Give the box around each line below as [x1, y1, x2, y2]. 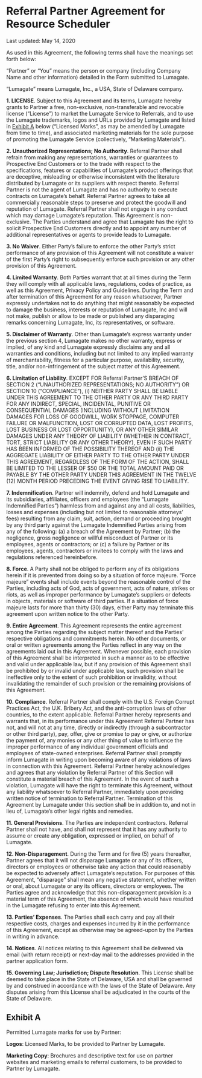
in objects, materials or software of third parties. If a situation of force [6, 597, 179, 604]
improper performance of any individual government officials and [6, 743, 168, 750]
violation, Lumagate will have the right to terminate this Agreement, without [6, 781, 193, 789]
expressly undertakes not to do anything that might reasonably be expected [6, 299, 195, 306]
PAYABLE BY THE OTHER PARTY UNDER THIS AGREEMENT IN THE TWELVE [6, 471, 197, 478]
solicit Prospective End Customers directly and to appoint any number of [6, 224, 187, 231]
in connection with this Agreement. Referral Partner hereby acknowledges [6, 762, 191, 770]
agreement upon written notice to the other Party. [6, 610, 130, 617]
